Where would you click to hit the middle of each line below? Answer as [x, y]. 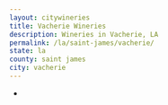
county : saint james [48, 59]
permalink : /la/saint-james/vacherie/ [82, 43]
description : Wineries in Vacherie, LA [84, 34]
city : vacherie [38, 68]
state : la [28, 51]
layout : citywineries [50, 17]
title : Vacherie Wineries [57, 26]
